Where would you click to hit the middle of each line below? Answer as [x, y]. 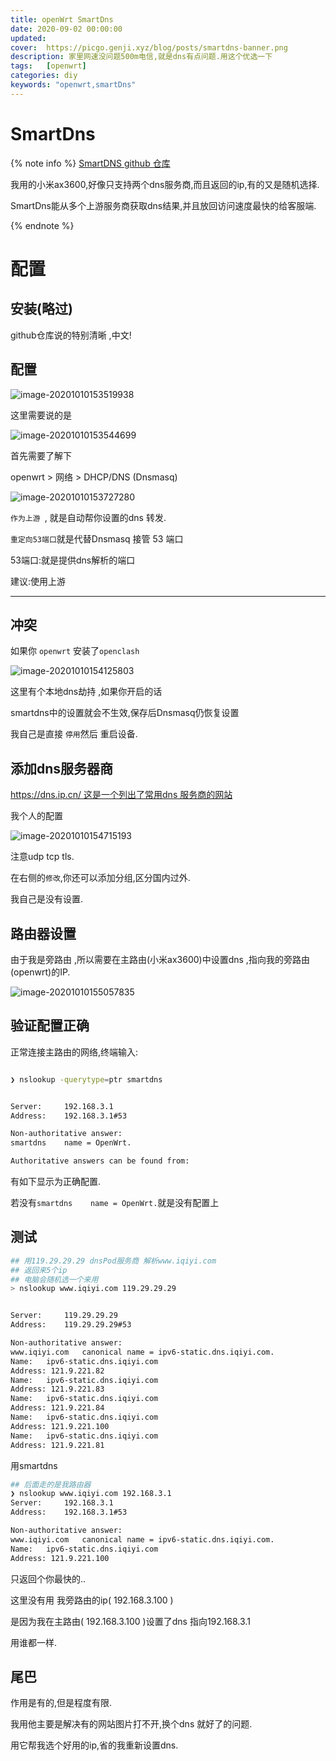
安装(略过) [41, 309]
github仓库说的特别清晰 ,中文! [71, 335]
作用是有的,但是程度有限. [61, 1703]
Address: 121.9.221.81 [57, 1445]
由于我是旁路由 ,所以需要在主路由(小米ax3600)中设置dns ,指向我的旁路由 [160, 959]
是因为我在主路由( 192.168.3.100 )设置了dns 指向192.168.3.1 [130, 1621]
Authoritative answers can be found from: [100, 1161]
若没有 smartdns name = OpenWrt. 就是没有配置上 [115, 1202]
